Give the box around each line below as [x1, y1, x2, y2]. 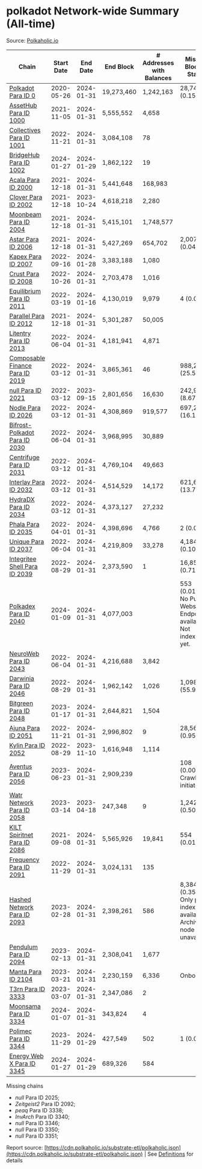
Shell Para [9, 562, 38, 570]
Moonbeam [9, 210, 42, 218]
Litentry [9, 329, 31, 338]
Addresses [142, 58, 174, 67]
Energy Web [9, 1052, 44, 1060]
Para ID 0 [9, 91, 36, 100]
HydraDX [9, 495, 35, 504]
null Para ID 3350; [14, 1126, 60, 1133]
